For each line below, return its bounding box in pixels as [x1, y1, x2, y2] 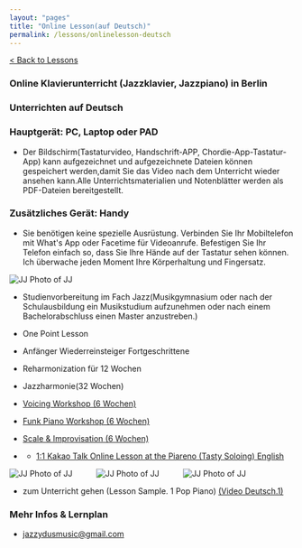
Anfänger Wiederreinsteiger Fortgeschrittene [22, 345, 190, 357]
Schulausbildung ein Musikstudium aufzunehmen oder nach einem [22, 301, 270, 311]
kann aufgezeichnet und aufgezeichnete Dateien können [42, 155, 253, 167]
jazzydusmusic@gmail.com [22, 529, 124, 540]
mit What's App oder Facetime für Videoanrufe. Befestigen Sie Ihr [22, 237, 267, 248]
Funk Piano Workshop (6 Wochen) [22, 415, 151, 426]
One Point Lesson [22, 328, 88, 339]
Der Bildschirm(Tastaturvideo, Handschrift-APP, [22, 146, 200, 157]
